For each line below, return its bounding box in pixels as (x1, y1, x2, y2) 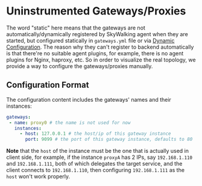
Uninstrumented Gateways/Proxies (6, 4, 186, 18)
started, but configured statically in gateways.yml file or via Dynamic (6, 37, 175, 44)
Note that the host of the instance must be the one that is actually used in (6, 147, 189, 155)
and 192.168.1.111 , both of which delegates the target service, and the (6, 160, 183, 167)
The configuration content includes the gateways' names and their (6, 96, 172, 103)
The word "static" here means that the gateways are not (6, 24, 146, 31)
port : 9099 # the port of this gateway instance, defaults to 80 (25, 137, 193, 143)
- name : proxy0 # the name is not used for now (8, 119, 131, 126)
